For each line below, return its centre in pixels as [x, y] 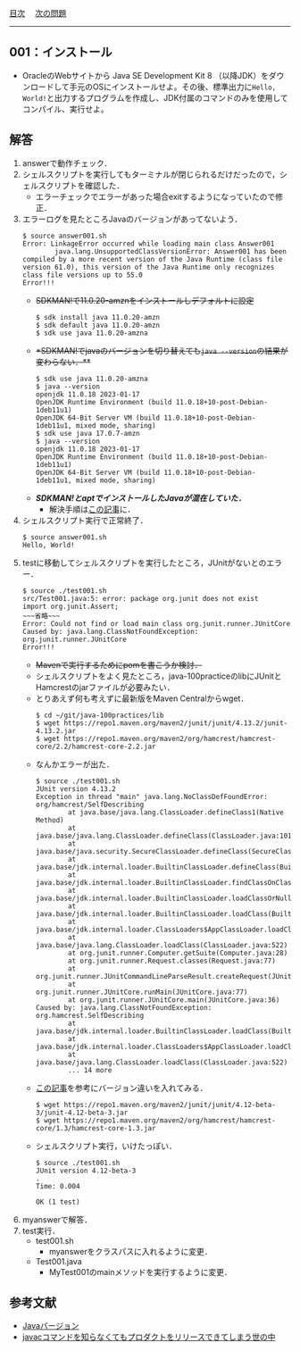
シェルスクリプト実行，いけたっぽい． [106, 1146]
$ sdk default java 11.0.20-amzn [98, 325]
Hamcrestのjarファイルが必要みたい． [105, 687]
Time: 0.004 [58, 1186]
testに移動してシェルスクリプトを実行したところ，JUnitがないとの [144, 563]
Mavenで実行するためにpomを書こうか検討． [119, 664]
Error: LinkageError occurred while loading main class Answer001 [148, 244]
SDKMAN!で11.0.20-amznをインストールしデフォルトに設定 [145, 300]
